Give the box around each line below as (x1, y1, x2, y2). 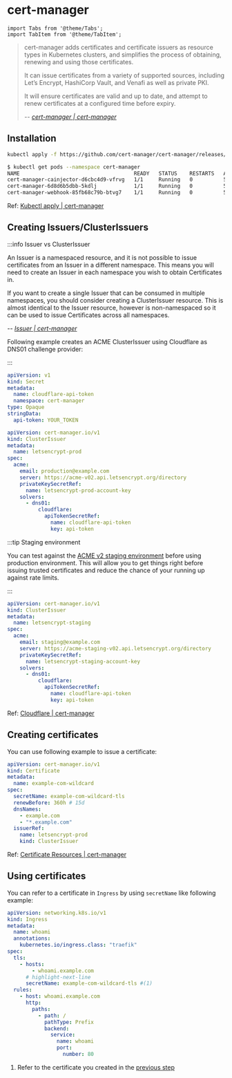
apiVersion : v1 (7, 372, 51, 379)
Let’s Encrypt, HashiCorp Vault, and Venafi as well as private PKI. (23, 78, 209, 86)
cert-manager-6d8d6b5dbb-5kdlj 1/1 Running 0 (7, 182, 193, 190)
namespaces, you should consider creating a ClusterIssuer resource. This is (7, 296, 224, 304)
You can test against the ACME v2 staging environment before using (7, 551, 202, 560)
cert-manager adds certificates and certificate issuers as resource (23, 43, 214, 51)
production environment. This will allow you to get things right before (7, 558, 204, 567)
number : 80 (62, 1051, 95, 1058)
